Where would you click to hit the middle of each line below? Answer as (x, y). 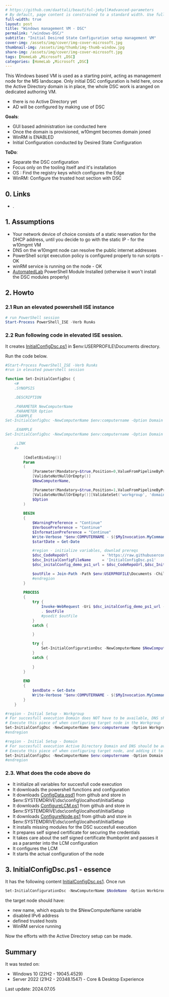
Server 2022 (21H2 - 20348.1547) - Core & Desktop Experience (78, 979)
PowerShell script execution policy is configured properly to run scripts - (88, 256)
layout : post (19, 24)
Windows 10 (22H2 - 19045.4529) (48, 974)
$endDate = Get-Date (54, 691)
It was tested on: (22, 964)
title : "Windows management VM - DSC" (46, 29)
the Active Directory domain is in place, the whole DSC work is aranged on (82, 87)
